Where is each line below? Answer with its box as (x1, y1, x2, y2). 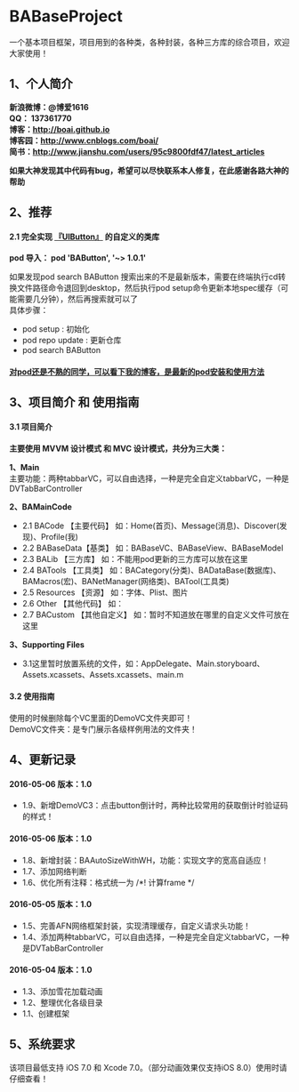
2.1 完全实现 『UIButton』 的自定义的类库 (9, 231, 160, 242)
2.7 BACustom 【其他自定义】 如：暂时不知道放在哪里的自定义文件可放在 (21, 609, 290, 620)
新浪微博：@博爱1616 (9, 101, 89, 112)
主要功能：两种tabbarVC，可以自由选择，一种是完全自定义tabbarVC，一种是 (9, 473, 289, 484)
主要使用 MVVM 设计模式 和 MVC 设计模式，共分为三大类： (9, 443, 228, 454)
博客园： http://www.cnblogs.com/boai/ (9, 135, 158, 146)
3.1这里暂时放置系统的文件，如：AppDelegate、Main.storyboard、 (21, 658, 265, 669)
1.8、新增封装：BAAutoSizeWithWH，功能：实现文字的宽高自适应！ (21, 855, 270, 865)
